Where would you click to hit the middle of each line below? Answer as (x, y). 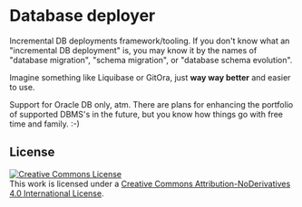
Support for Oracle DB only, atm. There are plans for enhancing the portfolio (151, 104)
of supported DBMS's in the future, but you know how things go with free (146, 114)
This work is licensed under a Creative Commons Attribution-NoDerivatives (150, 183)
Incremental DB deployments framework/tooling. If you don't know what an (150, 41)
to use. (22, 87)
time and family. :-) (44, 124)
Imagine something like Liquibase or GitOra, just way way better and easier (150, 77)
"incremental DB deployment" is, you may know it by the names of (133, 50)
